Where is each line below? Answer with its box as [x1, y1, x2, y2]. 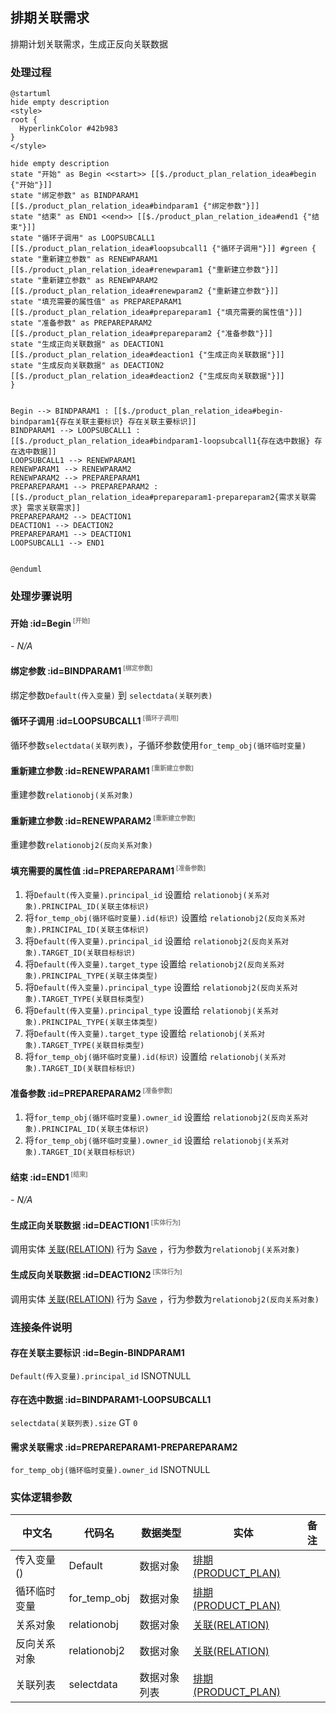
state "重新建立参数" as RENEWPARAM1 [10, 254, 158, 265]
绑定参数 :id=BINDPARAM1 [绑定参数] [10, 664, 153, 677]
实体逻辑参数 [10, 1491, 73, 1505]
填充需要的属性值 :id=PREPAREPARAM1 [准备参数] [10, 863, 207, 877]
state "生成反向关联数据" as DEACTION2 [10, 361, 165, 371]
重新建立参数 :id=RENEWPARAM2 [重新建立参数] [10, 814, 196, 827]
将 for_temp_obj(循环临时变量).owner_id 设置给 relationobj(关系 [24, 1134, 282, 1147]
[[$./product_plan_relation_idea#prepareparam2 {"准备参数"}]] [10, 329, 273, 339]
